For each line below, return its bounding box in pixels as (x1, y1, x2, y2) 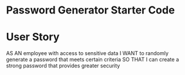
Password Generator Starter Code (6, 4, 175, 17)
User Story (6, 30, 60, 44)
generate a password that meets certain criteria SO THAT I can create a (6, 56, 179, 63)
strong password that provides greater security (6, 62, 120, 69)
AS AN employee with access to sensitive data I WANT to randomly (6, 50, 169, 57)
